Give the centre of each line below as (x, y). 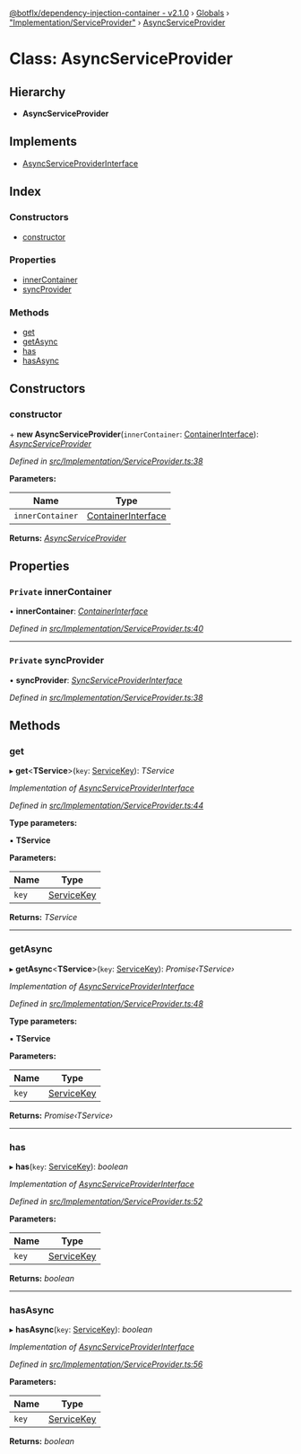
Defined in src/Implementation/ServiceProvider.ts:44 (107, 806)
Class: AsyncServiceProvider (121, 59)
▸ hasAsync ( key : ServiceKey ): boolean (81, 1330)
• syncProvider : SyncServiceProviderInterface (96, 680)
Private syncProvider (57, 661)
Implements (43, 142)
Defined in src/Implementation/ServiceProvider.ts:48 (107, 1003)
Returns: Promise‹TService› (61, 1115)
